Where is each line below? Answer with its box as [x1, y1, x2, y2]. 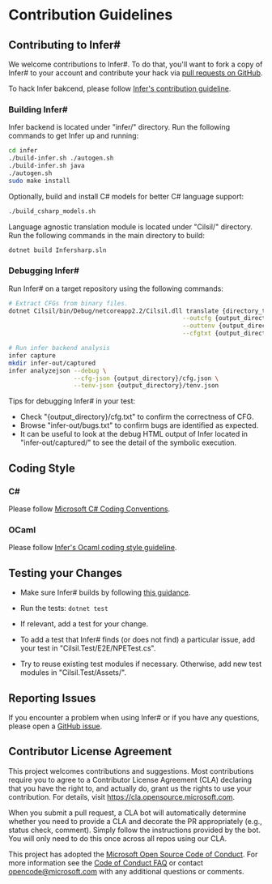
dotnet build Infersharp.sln [8, 246, 107, 254]
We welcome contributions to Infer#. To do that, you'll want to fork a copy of [8, 59, 263, 69]
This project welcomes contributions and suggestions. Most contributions [8, 766, 254, 775]
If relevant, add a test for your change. [19, 619, 148, 629]
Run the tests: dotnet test [19, 604, 108, 613]
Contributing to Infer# [8, 38, 121, 52]
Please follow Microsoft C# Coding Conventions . [8, 504, 171, 514]
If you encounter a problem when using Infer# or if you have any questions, [8, 712, 260, 722]
